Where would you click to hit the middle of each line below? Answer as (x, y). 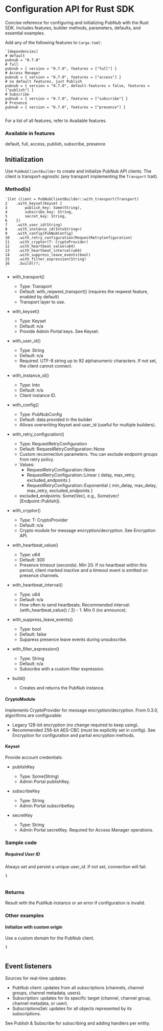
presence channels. (39, 576)
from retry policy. (37, 460)
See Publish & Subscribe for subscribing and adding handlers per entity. (78, 1023)
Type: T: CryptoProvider (44, 520)
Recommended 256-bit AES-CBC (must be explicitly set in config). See (84, 730)
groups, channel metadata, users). (47, 993)
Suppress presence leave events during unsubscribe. (73, 639)
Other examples (24, 915)
